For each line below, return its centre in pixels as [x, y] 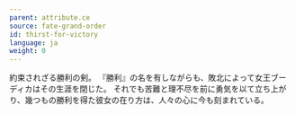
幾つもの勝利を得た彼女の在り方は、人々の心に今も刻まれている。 [147, 101]
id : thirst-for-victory [54, 34]
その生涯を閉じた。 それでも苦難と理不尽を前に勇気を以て [147, 89]
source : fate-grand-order [58, 26]
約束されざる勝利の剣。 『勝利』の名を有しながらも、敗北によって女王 [140, 78]
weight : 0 [28, 51]
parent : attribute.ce [50, 18]
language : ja [34, 43]
